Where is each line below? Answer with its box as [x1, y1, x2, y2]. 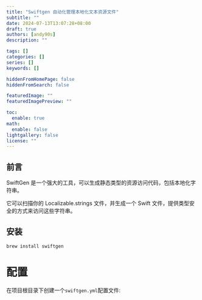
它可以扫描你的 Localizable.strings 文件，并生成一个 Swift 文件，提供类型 [6, 200, 190, 207]
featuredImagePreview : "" [6, 99, 72, 105]
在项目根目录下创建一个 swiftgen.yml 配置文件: [6, 287, 120, 294]
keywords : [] [6, 65, 40, 71]
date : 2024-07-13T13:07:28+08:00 [6, 20, 91, 26]
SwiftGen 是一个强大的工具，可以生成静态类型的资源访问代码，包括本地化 [6, 179, 190, 186]
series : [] [6, 59, 34, 66]
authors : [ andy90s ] [6, 32, 56, 38]
